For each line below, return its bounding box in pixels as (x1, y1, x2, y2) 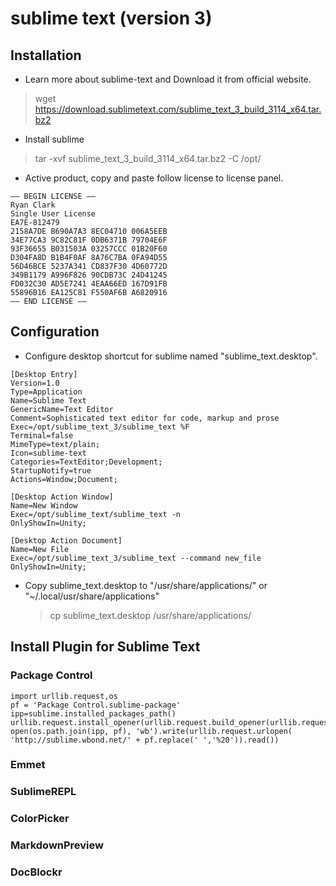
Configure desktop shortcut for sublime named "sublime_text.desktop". (24, 350, 318, 362)
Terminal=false (10, 430, 74, 441)
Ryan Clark (10, 200, 56, 210)
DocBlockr (10, 865, 63, 879)
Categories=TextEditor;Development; (10, 457, 163, 467)
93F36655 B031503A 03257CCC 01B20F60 (10, 244, 168, 254)
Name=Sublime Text (10, 395, 87, 406)
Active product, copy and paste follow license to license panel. (24, 172, 284, 184)
